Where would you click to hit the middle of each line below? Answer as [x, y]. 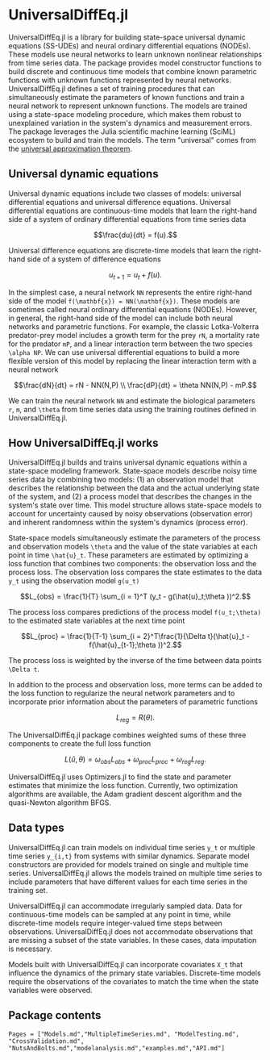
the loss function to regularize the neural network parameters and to [122, 693]
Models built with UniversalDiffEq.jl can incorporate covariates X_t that [126, 964]
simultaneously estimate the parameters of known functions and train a [127, 97]
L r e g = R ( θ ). [135, 718]
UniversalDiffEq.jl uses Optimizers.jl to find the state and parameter [120, 777]
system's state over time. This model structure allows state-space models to [135, 505]
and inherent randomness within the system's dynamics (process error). [128, 523]
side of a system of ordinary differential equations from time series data [127, 219]
